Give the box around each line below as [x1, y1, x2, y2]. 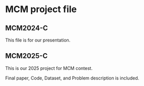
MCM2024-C [5, 24, 48, 32]
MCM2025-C [5, 52, 48, 60]
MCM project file [5, 4, 77, 15]
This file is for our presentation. [5, 37, 71, 43]
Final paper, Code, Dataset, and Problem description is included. [5, 75, 139, 81]
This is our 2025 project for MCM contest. [5, 65, 92, 71]
